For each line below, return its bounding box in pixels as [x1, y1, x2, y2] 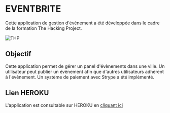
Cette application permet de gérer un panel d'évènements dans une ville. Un [5, 63, 165, 69]
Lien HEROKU [5, 89, 49, 97]
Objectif [5, 50, 31, 58]
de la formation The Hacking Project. [5, 25, 82, 31]
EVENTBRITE [5, 3, 61, 15]
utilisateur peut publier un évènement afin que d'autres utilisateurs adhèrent [5, 68, 164, 74]
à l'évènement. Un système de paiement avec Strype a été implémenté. [5, 74, 155, 80]
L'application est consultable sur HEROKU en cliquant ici [5, 102, 123, 108]
